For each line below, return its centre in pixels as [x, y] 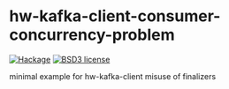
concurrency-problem [92, 35]
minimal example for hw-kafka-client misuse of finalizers [113, 76]
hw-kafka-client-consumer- [115, 16]
